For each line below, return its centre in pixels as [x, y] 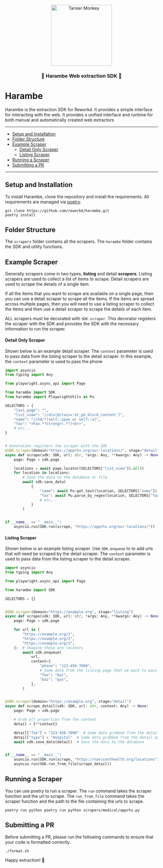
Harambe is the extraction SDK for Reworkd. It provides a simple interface [79, 109]
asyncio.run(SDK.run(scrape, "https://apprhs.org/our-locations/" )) [84, 527]
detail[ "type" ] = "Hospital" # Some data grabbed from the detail [83, 737]
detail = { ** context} [35, 724]
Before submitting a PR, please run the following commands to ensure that [79, 837]
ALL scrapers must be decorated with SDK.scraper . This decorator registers [81, 319]
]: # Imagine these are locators [49, 648]
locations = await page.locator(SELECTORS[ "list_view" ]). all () [79, 468]
